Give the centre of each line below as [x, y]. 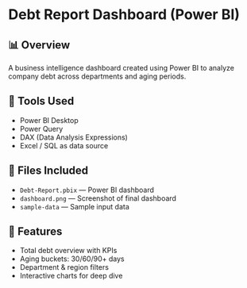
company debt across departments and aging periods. [97, 76]
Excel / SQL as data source [64, 145]
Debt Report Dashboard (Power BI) [124, 15]
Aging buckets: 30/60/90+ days [72, 259]
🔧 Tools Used [41, 101]
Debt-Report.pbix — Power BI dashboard [87, 190]
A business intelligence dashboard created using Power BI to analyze [121, 68]
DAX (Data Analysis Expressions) [74, 137]
